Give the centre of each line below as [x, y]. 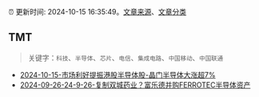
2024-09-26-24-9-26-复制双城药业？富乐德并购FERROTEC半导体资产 [135, 85]
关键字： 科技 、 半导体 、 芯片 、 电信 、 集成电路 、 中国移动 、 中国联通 [126, 58]
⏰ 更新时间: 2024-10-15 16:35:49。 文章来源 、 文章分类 [98, 12]
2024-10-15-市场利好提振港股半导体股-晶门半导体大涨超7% [118, 75]
